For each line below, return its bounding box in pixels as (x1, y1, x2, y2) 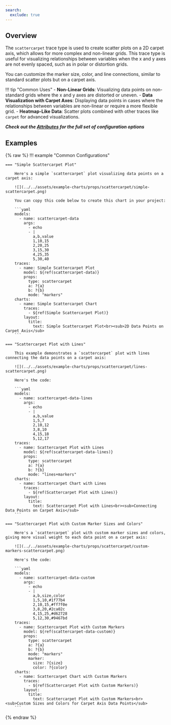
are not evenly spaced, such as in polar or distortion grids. (5, 61, 129, 67)
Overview (5, 31, 37, 40)
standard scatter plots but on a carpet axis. (5, 76, 96, 83)
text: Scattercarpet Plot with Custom (32, 696, 116, 702)
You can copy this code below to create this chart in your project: (14, 198, 166, 203)
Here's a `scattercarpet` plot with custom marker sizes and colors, (14, 531, 166, 536)
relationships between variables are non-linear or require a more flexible (5, 103, 158, 109)
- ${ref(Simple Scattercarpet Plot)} (28, 310, 109, 316)
